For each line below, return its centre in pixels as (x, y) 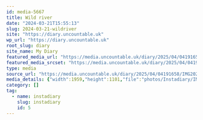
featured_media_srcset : (36, 62)
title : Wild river (29, 18)
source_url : (21, 74)
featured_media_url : (32, 57)
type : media (21, 68)
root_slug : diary (28, 46)
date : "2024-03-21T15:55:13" (43, 23)
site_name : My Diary (32, 52)
